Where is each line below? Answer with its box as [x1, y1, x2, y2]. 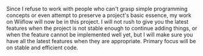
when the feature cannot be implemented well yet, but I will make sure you [6, 31, 193, 38]
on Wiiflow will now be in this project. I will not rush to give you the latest [6, 18, 189, 25]
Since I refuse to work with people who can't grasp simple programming [6, 5, 188, 12]
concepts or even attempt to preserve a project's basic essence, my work [6, 12, 192, 19]
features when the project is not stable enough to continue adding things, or [6, 24, 198, 32]
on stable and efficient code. [6, 44, 79, 51]
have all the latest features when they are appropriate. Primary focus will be [6, 38, 196, 44]
